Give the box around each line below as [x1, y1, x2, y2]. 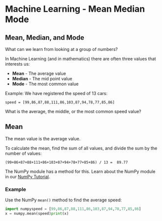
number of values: [5, 150, 42, 156]
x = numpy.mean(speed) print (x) [5, 211, 69, 216]
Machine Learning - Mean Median [5, 3, 145, 15]
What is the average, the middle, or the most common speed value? [5, 109, 141, 114]
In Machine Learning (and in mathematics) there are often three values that [5, 56, 156, 62]
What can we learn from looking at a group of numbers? [5, 47, 118, 52]
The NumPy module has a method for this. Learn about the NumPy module [5, 168, 156, 174]
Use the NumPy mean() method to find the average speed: [5, 197, 122, 203]
